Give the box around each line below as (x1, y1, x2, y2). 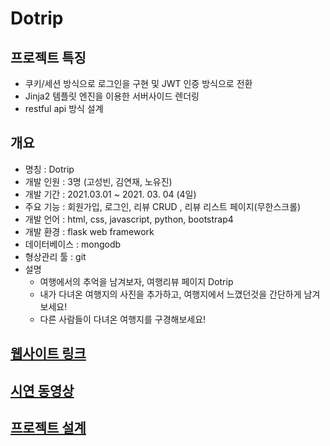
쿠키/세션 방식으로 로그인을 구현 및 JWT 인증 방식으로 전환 (24, 78, 253, 89)
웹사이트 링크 (10, 345, 87, 362)
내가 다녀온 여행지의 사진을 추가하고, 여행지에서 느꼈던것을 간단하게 (39, 288, 302, 300)
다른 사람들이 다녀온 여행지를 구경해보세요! (39, 313, 207, 325)
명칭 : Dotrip (24, 163, 75, 175)
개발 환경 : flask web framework (24, 225, 155, 237)
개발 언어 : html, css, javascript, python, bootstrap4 (24, 213, 234, 225)
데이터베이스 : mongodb (24, 238, 122, 250)
